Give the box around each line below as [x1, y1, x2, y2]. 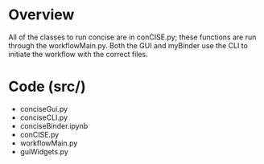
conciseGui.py [19, 104, 68, 113]
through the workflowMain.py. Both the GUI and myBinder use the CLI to [8, 40, 248, 50]
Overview [8, 6, 75, 24]
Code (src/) [8, 78, 86, 96]
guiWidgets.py [19, 146, 68, 156]
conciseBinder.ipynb [19, 121, 89, 130]
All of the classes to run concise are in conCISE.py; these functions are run [8, 32, 257, 42]
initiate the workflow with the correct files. [8, 49, 149, 59]
